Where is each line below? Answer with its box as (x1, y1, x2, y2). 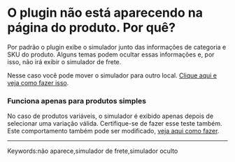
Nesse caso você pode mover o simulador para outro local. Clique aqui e (7, 71, 218, 80)
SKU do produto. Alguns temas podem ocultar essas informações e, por (7, 50, 215, 59)
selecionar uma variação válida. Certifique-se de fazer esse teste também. (7, 119, 222, 128)
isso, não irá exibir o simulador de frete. (7, 57, 122, 66)
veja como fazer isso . (7, 78, 69, 87)
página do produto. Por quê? (7, 20, 176, 36)
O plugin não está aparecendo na (7, 5, 203, 21)
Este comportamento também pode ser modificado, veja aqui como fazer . (7, 127, 220, 135)
